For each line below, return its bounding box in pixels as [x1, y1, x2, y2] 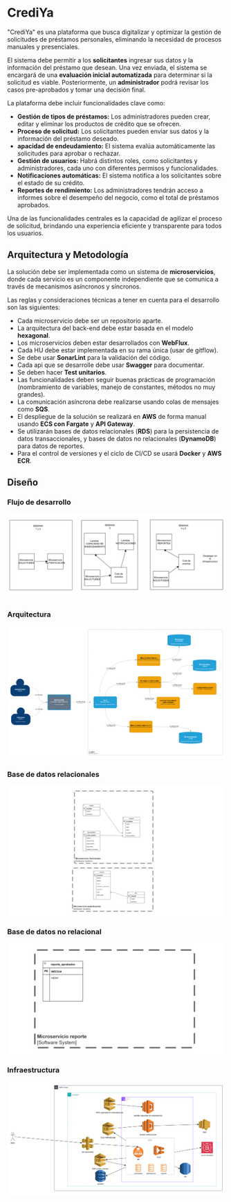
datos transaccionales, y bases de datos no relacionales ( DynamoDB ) [17, 434, 216, 443]
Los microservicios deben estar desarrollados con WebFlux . [17, 338, 190, 347]
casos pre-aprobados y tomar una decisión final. [7, 85, 147, 94]
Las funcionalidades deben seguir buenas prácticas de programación [17, 375, 216, 384]
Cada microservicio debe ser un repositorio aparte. [17, 316, 163, 325]
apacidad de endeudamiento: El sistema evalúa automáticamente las [17, 141, 216, 150]
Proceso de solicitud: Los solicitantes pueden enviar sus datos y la [17, 127, 210, 135]
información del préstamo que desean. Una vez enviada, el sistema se [7, 63, 207, 71]
